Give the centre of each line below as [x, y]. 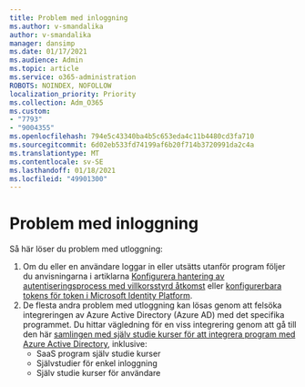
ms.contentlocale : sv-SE [56, 162]
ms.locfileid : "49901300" [58, 178]
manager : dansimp [42, 43]
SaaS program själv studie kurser [98, 354]
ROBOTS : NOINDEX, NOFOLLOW [61, 86]
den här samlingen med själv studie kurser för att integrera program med [159, 334]
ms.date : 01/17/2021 [49, 52]
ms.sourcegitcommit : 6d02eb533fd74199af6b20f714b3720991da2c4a [132, 145]
